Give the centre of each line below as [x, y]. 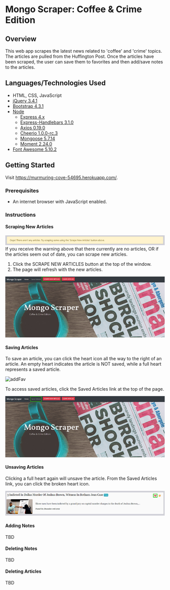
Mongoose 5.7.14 [38, 138]
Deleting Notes [21, 548]
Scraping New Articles [30, 227]
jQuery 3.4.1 [25, 100]
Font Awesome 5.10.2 [35, 149]
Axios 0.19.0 [33, 127]
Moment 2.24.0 [36, 144]
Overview [21, 39]
